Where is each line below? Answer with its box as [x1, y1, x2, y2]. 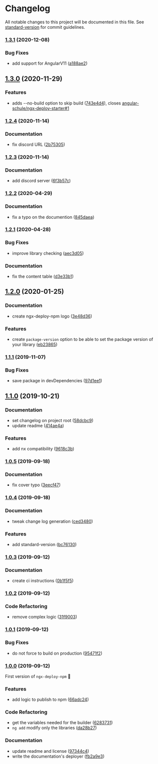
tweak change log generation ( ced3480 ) [12, 518, 93, 524]
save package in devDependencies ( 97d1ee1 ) [12, 378, 103, 384]
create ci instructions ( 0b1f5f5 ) [12, 578, 74, 584]
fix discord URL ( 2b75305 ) [12, 142, 65, 147]
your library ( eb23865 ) [12, 341, 58, 347]
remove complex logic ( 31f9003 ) [12, 614, 78, 620]
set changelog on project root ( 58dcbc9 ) [12, 417, 94, 423]
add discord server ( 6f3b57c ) [12, 178, 71, 184]
